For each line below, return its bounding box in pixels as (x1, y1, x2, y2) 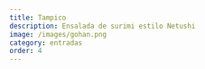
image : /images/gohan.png (9, 30, 107, 39)
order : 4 (9, 47, 42, 56)
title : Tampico (9, 13, 67, 22)
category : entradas (9, 38, 83, 47)
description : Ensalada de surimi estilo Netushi (9, 22, 196, 30)
